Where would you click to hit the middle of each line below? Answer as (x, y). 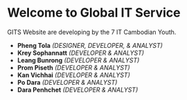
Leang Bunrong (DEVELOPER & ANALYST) (78, 60)
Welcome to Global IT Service (94, 13)
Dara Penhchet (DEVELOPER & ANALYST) (78, 90)
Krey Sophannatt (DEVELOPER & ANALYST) (80, 53)
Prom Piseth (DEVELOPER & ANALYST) (73, 67)
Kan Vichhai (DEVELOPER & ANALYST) (73, 75)
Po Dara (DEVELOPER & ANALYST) (67, 82)
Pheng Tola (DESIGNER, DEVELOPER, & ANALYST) (90, 45)
